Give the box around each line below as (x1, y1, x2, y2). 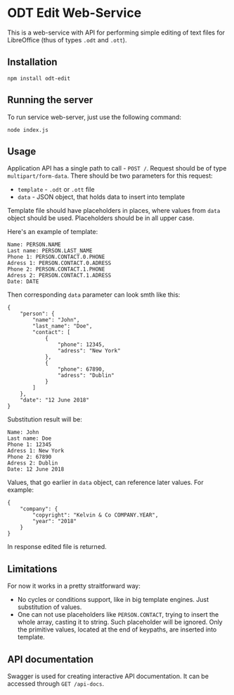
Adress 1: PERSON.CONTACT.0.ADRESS (7, 259, 112, 267)
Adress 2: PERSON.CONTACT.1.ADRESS (7, 272, 112, 279)
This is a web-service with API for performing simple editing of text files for (7, 28, 226, 37)
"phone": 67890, (57, 366, 105, 373)
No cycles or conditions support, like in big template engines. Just (17, 596, 209, 604)
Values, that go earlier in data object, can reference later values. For (7, 478, 204, 487)
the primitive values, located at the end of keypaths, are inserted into (17, 625, 217, 634)
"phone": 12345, (57, 341, 105, 348)
